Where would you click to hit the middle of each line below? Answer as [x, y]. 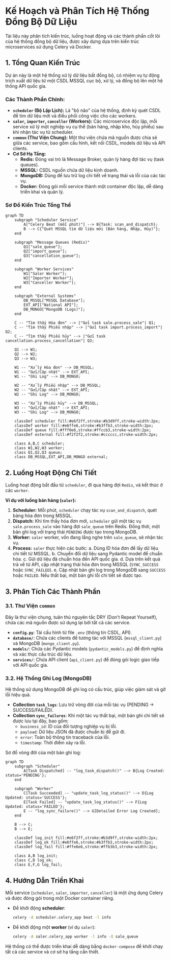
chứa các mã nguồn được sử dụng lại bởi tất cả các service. [68, 622]
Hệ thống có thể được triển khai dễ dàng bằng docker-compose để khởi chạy [84, 946]
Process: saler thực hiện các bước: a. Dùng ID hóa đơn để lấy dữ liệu [85, 548]
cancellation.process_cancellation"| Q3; [50, 341]
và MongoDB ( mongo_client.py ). [46, 643]
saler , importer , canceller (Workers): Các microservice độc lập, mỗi [85, 121]
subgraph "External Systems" [45, 296]
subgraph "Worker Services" [44, 269]
